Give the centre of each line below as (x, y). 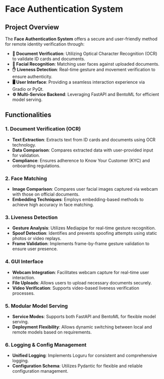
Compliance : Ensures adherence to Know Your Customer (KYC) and (81, 160)
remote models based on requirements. (52, 332)
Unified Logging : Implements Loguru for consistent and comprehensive (85, 355)
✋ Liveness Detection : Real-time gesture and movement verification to (84, 69)
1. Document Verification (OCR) (43, 129)
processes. (23, 293)
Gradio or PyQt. (28, 89)
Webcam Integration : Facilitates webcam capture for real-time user (81, 272)
